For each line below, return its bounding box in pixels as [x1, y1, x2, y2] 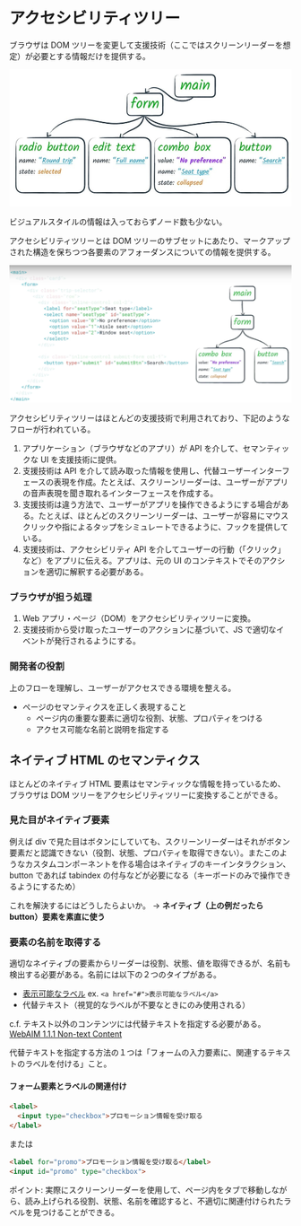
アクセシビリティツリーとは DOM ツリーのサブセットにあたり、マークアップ [9, 235, 291, 246]
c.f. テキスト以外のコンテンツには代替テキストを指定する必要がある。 [9, 1019, 266, 1029]
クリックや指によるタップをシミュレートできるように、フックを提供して [21, 521, 288, 532]
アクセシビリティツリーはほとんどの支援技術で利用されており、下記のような [9, 413, 290, 424]
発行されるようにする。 [53, 635, 141, 646]
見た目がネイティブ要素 [9, 814, 110, 827]
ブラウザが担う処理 [9, 591, 92, 604]
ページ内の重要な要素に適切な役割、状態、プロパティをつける [35, 713, 263, 723]
